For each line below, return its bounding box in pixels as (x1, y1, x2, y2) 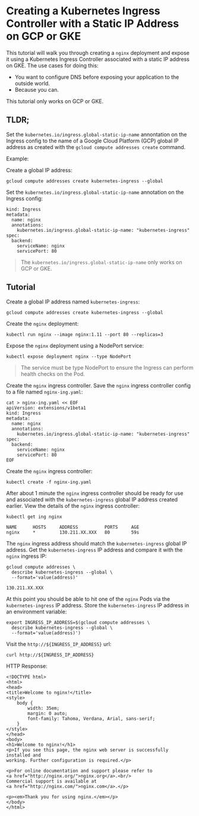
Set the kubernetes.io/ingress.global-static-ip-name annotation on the (6, 188, 184, 196)
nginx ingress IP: (6, 553, 47, 560)
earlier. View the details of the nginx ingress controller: (6, 502, 140, 509)
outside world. (14, 79, 50, 87)
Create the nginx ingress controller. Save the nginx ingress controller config (6, 381, 191, 389)
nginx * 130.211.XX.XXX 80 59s (6, 529, 140, 535)
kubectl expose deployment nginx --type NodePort (6, 353, 132, 359)
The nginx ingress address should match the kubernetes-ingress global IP (6, 539, 187, 547)
